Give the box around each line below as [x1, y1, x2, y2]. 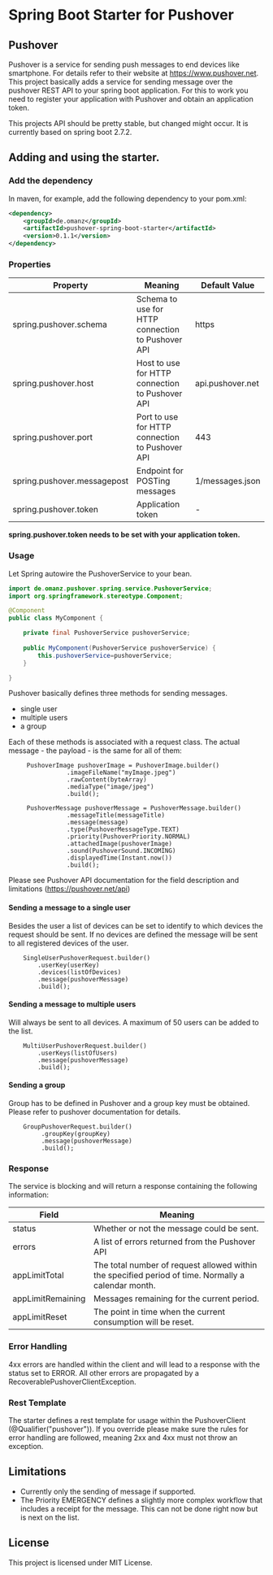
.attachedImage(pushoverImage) [66, 840, 173, 848]
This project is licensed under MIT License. [8, 1557, 153, 1567]
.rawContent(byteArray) [66, 776, 148, 784]
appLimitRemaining [12, 1293, 86, 1304]
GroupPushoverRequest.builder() [23, 1123, 132, 1131]
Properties [8, 259, 51, 270]
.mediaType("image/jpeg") [66, 783, 154, 791]
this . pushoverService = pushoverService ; [37, 651, 173, 659]
